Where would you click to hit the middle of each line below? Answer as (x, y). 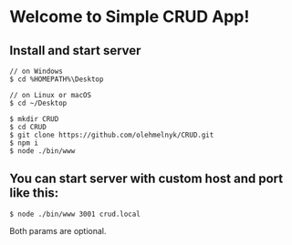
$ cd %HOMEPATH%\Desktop (57, 79)
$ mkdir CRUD (34, 119)
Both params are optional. (58, 230)
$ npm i (24, 143)
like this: (34, 193)
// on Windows (36, 71)
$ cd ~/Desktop (38, 103)
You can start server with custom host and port (146, 179)
